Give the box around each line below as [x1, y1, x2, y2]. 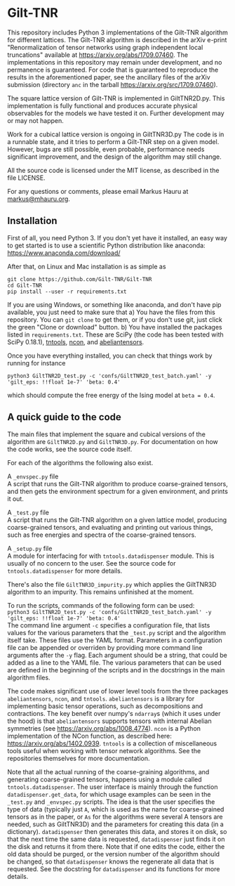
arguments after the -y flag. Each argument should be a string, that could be [7, 651, 228, 659]
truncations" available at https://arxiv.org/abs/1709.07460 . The [7, 51, 188, 59]
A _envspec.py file [7, 472, 59, 481]
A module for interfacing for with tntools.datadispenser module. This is [7, 552, 215, 560]
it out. [7, 494, 25, 503]
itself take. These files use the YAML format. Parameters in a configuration [7, 636, 222, 644]
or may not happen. [7, 116, 65, 124]
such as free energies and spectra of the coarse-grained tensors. [7, 530, 196, 539]
